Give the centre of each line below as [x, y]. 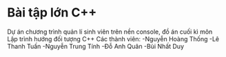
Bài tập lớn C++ [52, 13]
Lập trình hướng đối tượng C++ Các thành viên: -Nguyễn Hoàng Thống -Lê [113, 38]
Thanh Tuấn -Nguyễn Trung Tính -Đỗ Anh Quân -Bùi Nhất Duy [96, 46]
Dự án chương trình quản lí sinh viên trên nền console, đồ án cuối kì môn [110, 32]
